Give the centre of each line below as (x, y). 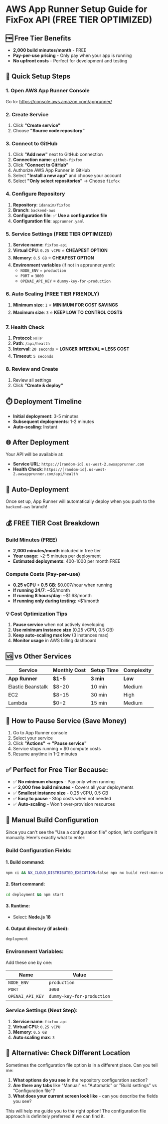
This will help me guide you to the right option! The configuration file (76, 1111)
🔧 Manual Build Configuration (52, 820)
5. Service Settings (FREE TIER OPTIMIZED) (59, 234)
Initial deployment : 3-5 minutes (46, 416)
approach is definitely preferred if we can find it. (55, 1116)
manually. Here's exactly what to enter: (46, 837)
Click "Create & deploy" (38, 385)
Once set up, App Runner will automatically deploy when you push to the (80, 501)
